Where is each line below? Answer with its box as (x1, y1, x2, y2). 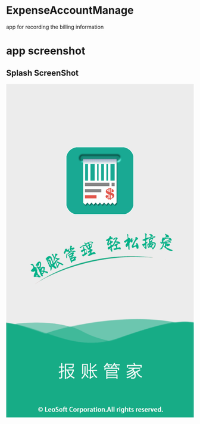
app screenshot (6, 44, 86, 58)
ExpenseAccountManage (6, 4, 134, 17)
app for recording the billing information (6, 23, 104, 30)
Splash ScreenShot (6, 68, 79, 78)
